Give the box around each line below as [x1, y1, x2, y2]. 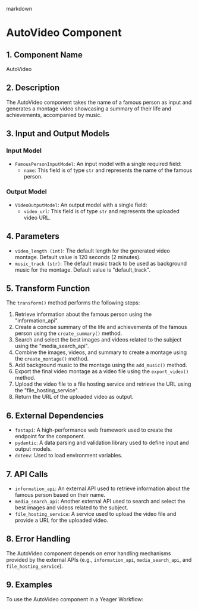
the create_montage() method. [14, 355, 89, 362]
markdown [6, 5, 33, 12]
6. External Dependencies [6, 410, 104, 420]
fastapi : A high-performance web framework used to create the [14, 426, 172, 433]
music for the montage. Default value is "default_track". [14, 266, 150, 273]
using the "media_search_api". [14, 343, 89, 350]
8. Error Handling [6, 534, 71, 544]
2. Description [6, 83, 60, 93]
